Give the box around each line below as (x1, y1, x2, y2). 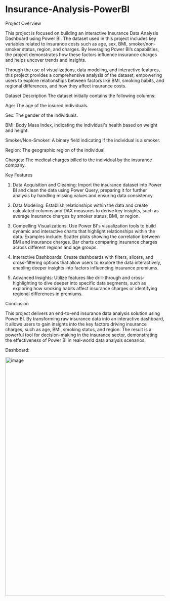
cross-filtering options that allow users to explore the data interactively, (12, 259, 162, 265)
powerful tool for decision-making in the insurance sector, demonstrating (5, 332, 158, 338)
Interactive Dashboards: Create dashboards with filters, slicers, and (12, 254, 153, 260)
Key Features (5, 172, 33, 178)
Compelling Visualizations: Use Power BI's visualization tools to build (12, 222, 156, 228)
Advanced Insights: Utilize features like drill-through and (12, 274, 131, 281)
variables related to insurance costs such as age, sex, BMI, (5, 40, 128, 47)
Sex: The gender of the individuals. (5, 112, 78, 118)
